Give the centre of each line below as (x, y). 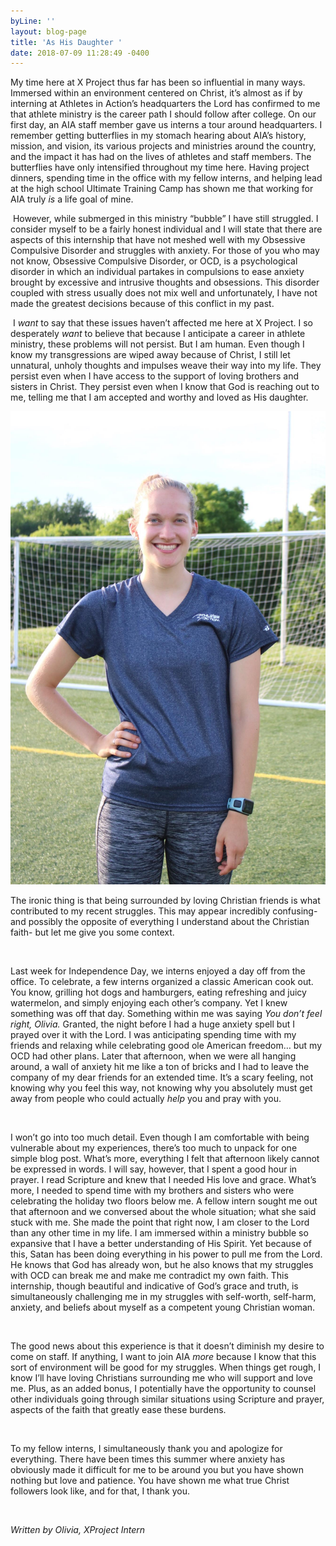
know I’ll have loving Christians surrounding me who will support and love (161, 1377)
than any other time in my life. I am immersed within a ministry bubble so (159, 1232)
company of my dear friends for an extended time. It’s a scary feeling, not (162, 1077)
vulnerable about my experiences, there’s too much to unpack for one (154, 1147)
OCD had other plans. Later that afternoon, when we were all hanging (153, 1056)
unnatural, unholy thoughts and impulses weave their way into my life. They (166, 366)
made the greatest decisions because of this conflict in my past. (142, 304)
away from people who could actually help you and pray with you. (146, 1098)
